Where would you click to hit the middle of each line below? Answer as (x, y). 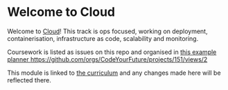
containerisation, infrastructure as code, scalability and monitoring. (103, 38)
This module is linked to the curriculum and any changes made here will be (114, 73)
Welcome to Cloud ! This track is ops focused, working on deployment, (107, 31)
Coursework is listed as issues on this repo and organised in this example (112, 52)
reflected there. (29, 80)
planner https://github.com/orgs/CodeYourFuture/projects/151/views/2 (107, 59)
